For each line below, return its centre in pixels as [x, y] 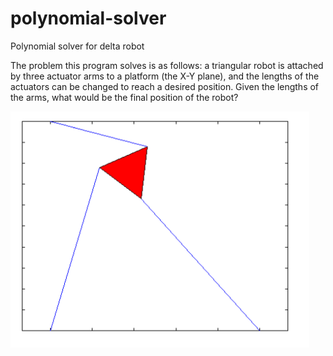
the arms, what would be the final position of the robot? [124, 97]
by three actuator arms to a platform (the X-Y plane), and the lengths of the [165, 76]
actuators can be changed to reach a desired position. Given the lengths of [165, 86]
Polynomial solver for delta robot [77, 46]
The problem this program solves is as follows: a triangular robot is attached [167, 65]
